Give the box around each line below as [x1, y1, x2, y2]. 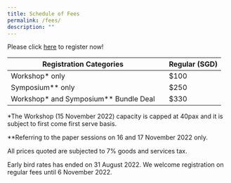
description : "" [7, 23, 55, 30]
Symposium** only [11, 82, 75, 92]
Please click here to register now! [7, 43, 104, 51]
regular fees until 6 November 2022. [7, 168, 112, 177]
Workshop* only [11, 71, 65, 81]
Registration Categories [41, 59, 124, 69]
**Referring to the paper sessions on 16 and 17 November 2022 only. [7, 133, 209, 141]
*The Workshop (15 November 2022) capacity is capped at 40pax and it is [7, 112, 223, 120]
